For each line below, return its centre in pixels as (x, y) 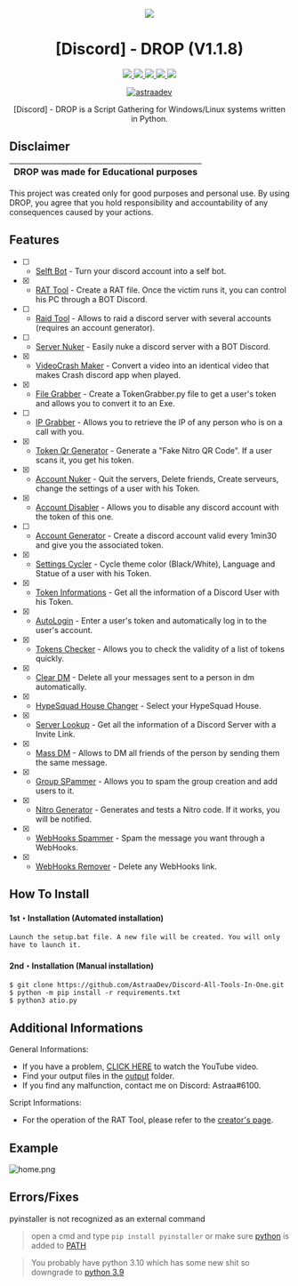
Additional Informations (77, 1028)
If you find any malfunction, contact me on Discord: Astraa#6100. (141, 1086)
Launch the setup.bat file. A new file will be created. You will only (145, 937)
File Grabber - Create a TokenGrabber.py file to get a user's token (156, 394)
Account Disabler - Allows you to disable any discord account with (157, 507)
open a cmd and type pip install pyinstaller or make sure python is (160, 1235)
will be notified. (63, 819)
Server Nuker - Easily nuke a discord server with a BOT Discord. (153, 346)
